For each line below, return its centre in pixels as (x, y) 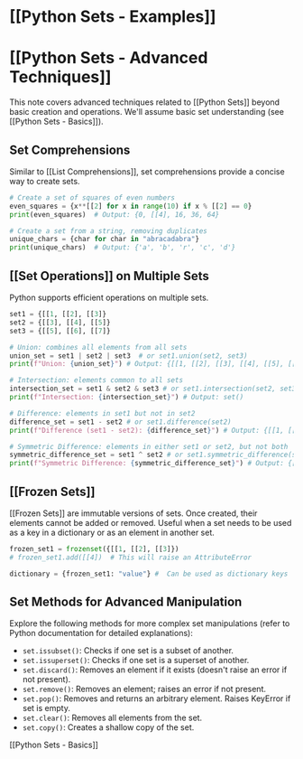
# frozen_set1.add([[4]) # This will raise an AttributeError (131, 558)
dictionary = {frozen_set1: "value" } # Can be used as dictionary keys (149, 574)
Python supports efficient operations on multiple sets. (109, 297)
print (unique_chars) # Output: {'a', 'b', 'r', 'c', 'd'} (123, 248)
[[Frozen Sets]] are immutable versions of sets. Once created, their (133, 513)
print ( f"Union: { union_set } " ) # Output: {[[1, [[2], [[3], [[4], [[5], (147, 364)
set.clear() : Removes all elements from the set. (112, 718)
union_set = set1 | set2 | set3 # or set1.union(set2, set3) (129, 356)
